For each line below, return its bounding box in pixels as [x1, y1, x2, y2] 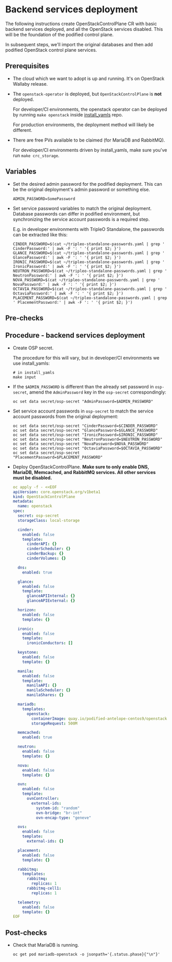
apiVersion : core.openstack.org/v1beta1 [12, 489, 101, 495]
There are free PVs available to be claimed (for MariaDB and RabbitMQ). [12, 137, 165, 143]
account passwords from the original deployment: [12, 413, 119, 419]
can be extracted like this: [12, 231, 68, 238]
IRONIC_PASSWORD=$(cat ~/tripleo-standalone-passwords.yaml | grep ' [12, 259, 165, 265]
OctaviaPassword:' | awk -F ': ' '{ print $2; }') [12, 291, 124, 296]
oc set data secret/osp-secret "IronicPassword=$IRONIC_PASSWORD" [12, 432, 158, 437]
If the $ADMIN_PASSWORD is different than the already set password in [12, 383, 154, 389]
